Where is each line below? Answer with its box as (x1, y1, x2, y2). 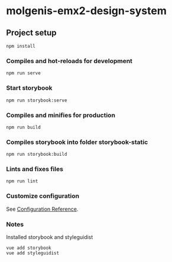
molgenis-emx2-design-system (6, 4, 167, 18)
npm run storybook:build (6, 152, 67, 158)
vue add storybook (6, 245, 51, 251)
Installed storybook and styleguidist (6, 234, 93, 241)
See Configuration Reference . (6, 205, 79, 212)
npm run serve (6, 70, 41, 76)
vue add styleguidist (6, 250, 60, 256)
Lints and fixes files (6, 165, 64, 173)
